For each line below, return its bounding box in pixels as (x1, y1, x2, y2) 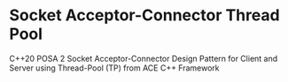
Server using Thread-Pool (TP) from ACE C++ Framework (9, 63, 220, 73)
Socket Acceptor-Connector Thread (9, 5, 281, 26)
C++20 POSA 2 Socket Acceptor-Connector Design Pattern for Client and (9, 53, 278, 63)
